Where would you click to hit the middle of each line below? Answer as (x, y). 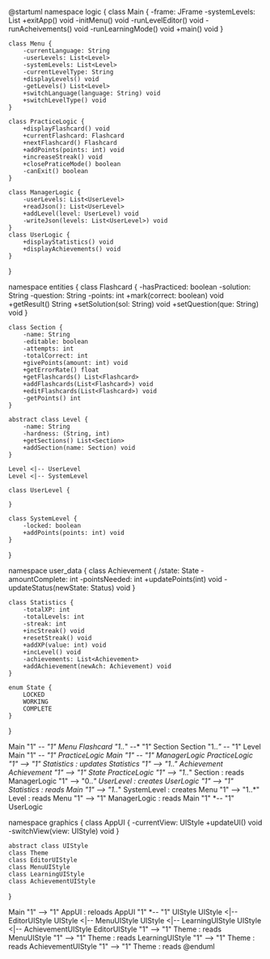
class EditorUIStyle (43, 860)
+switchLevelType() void (65, 100)
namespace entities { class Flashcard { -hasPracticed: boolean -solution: (130, 287)
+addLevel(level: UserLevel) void (81, 214)
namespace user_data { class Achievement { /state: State (104, 571)
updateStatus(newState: (49, 588)
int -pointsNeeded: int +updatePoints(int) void (146, 579)
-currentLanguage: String (67, 51)
